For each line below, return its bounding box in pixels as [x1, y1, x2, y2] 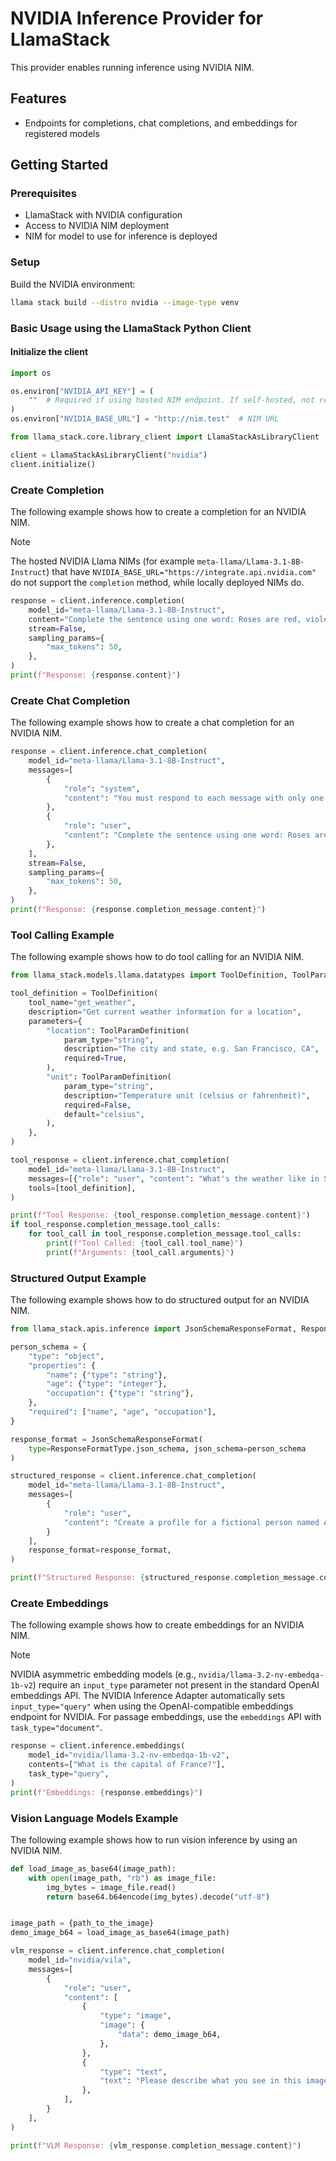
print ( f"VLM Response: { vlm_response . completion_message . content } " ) [10, 2140, 302, 2151]
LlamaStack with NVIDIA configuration [24, 209, 183, 221]
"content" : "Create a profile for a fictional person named [63, 1517, 320, 1527]
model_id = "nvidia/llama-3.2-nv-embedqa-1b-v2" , [28, 1750, 230, 1761]
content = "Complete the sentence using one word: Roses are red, [28, 614, 302, 624]
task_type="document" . [10, 1722, 103, 1734]
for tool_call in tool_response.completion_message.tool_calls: [28, 1229, 302, 1239]
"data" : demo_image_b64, [117, 2030, 222, 2040]
